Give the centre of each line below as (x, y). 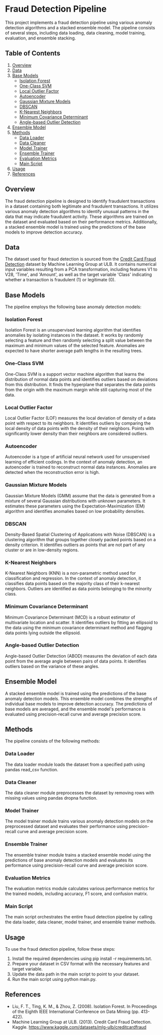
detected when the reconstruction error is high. (53, 472)
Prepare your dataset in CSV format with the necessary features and (81, 964)
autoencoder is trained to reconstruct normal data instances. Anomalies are (81, 467)
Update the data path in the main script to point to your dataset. (76, 974)
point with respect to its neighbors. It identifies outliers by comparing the (78, 423)
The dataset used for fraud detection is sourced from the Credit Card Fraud (81, 259)
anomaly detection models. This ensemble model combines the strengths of (81, 699)
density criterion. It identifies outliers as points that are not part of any (75, 545)
